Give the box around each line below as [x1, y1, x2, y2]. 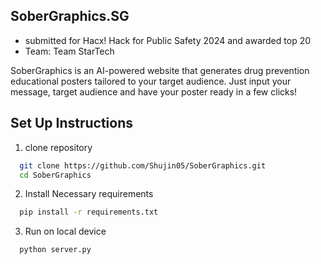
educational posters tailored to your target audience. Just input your [10, 75, 292, 87]
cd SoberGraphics [19, 170, 92, 180]
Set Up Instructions [10, 115, 134, 132]
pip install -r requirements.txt [19, 207, 159, 218]
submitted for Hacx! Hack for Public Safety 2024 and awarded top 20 [24, 34, 312, 46]
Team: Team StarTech [24, 45, 115, 57]
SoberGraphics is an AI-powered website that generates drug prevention [10, 64, 310, 76]
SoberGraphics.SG [10, 8, 130, 25]
